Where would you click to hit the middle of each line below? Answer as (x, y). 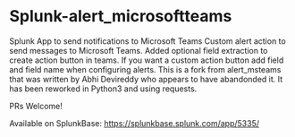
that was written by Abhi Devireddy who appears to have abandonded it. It (146, 79)
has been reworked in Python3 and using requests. (103, 89)
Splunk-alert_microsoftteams (121, 17)
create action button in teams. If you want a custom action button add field (147, 60)
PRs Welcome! (36, 106)
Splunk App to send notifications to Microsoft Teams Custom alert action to (147, 41)
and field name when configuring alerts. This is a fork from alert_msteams (145, 69)
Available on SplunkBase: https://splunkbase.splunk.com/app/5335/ (134, 123)
